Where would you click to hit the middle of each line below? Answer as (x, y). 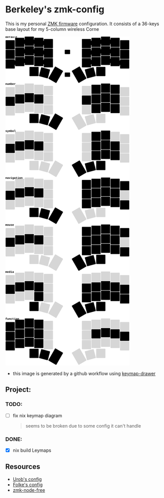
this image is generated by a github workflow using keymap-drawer (84, 373)
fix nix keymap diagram (37, 415)
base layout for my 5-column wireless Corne (52, 29)
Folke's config (27, 485)
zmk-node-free (29, 490)
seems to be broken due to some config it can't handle (83, 426)
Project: (18, 390)
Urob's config (27, 479)
